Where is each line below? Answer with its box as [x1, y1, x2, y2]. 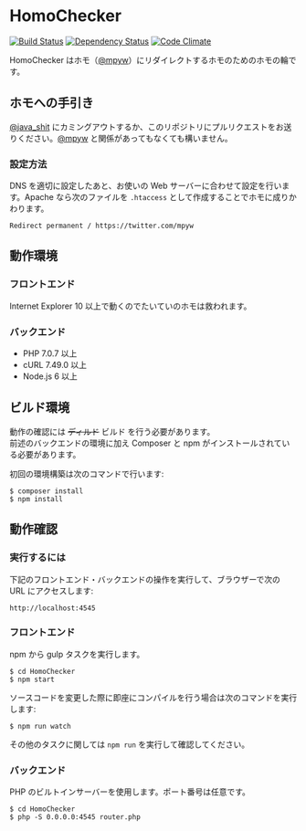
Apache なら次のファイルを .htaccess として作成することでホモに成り [24, 192, 290, 203]
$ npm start [9, 675, 55, 684]
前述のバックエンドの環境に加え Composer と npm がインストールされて [9, 437, 282, 448]
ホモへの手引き [9, 95, 94, 110]
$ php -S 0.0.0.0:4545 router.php [9, 813, 142, 822]
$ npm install [9, 494, 64, 503]
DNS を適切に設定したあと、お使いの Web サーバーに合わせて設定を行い [9, 180, 282, 192]
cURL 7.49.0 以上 [22, 360, 88, 371]
